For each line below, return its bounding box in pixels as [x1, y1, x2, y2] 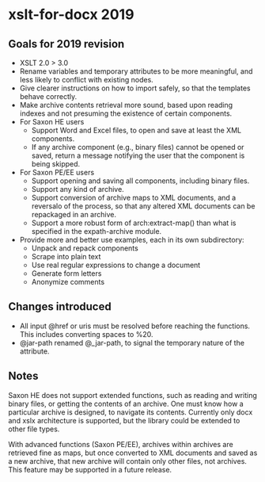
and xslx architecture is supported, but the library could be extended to [8, 415, 240, 425]
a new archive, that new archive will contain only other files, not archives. [8, 456, 248, 465]
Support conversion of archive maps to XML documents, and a [31, 193, 237, 202]
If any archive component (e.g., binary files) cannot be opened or [31, 143, 244, 151]
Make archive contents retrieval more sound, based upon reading [19, 101, 233, 109]
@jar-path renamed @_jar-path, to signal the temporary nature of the [19, 338, 245, 347]
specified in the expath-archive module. [31, 227, 162, 235]
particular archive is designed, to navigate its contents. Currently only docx [8, 407, 253, 417]
